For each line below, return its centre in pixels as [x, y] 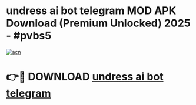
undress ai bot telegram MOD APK [91, 11]
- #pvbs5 [29, 36]
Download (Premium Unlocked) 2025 [99, 23]
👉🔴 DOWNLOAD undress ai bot [85, 77]
